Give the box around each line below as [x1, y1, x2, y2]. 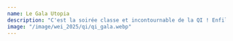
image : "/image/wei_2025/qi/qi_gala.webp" [7, 23, 132, 30]
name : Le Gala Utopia [7, 10, 70, 17]
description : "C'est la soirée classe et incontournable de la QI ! [7, 17, 209, 24]
